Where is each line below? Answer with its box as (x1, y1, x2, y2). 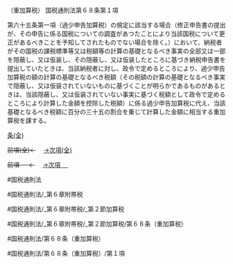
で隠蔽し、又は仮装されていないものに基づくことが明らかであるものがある (7, 82, 220, 90)
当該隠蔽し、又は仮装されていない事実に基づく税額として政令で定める (25, 90, 226, 99)
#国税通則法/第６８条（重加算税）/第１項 (7, 249, 125, 257)
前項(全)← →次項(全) (7, 146, 73, 154)
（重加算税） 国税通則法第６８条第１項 (7, 6, 119, 14)
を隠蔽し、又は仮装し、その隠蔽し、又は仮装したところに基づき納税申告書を (7, 56, 226, 64)
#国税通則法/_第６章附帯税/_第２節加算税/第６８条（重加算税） (7, 220, 187, 228)
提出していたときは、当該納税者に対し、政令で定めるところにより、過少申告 (7, 65, 225, 72)
